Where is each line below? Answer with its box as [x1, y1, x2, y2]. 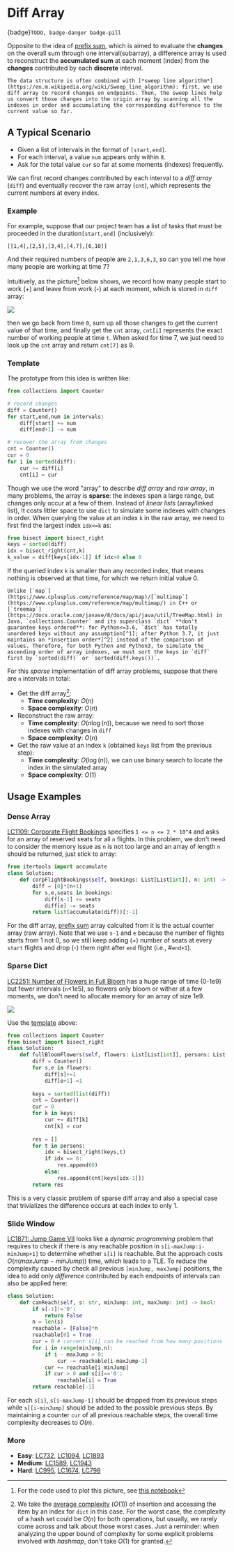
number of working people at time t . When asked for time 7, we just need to [7, 333, 224, 341]
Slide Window [7, 1218, 56, 1228]
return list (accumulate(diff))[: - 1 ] [32, 909, 139, 916]
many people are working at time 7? [7, 263, 110, 271]
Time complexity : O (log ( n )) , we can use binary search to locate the [27, 755, 223, 764]
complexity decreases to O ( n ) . [7, 1419, 95, 1427]
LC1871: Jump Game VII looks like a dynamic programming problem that [7, 1234, 214, 1243]
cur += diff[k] [44, 1116, 89, 1123]
